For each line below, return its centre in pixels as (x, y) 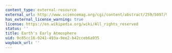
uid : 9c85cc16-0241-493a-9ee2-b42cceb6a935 (52, 38)
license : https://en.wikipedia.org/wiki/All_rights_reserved (72, 24)
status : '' (17, 29)
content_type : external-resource (41, 10)
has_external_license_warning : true (44, 19)
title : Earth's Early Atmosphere (41, 33)
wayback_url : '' (23, 43)
